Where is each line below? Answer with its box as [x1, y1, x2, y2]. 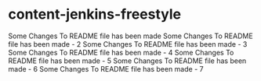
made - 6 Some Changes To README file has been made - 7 [8, 64, 204, 73]
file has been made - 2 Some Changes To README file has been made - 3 [8, 39, 248, 48]
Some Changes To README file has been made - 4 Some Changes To [8, 48, 234, 57]
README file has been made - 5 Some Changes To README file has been [8, 56, 247, 65]
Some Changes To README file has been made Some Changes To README [8, 31, 253, 40]
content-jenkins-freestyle [8, 5, 182, 23]
